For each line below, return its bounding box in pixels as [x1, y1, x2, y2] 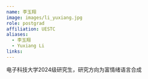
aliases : [6, 32, 29, 38]
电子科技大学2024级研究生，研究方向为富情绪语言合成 [6, 66, 142, 73]
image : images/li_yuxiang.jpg [6, 15, 83, 21]
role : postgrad [6, 20, 45, 26]
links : [6, 49, 23, 55]
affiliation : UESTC [6, 26, 56, 32]
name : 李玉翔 [6, 9, 36, 15]
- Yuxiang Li [12, 43, 45, 49]
